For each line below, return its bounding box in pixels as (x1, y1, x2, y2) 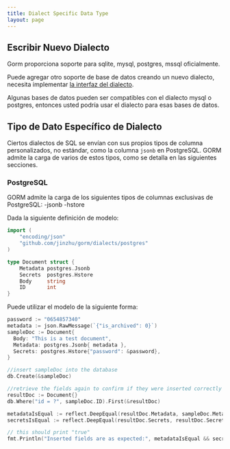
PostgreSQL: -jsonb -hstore (7, 201, 85, 209)
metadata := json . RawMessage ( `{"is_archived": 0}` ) (7, 322, 157, 329)
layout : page (7, 16, 44, 23)
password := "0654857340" (7, 316, 81, 323)
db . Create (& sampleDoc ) (7, 373, 72, 380)
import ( (7, 227, 32, 234)
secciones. (7, 161, 38, 169)
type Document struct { (7, 258, 75, 266)
